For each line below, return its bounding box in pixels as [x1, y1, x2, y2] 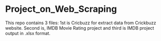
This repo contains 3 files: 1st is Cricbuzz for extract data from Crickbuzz [5, 20, 156, 26]
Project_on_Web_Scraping [5, 3, 117, 15]
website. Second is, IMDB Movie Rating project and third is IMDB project [5, 25, 154, 31]
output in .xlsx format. [5, 30, 51, 36]
